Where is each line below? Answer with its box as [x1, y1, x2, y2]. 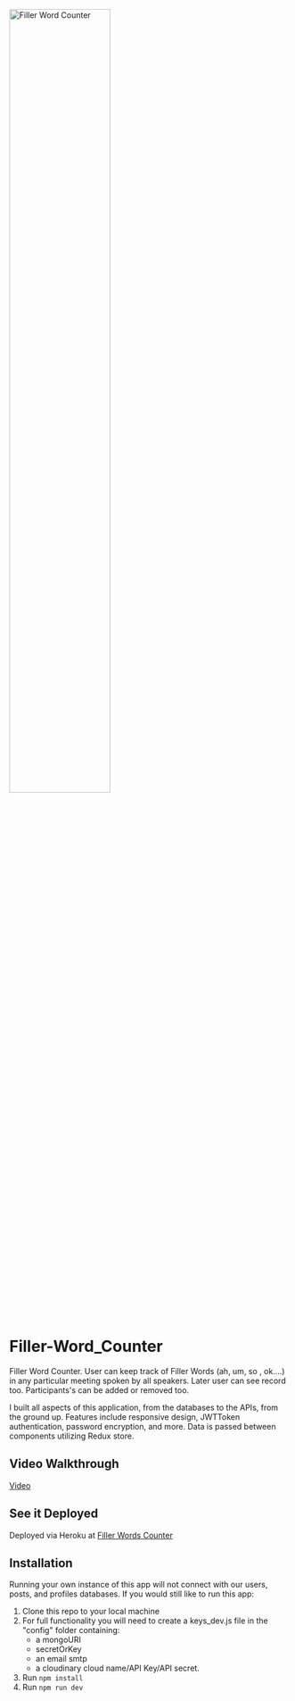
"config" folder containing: [21, 1625, 120, 1636]
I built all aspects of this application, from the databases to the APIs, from [9, 1402, 279, 1413]
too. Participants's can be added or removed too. [9, 1384, 190, 1396]
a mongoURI [35, 1634, 82, 1646]
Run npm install [21, 1672, 84, 1683]
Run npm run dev [21, 1682, 84, 1693]
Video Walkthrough [9, 1456, 119, 1472]
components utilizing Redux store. [9, 1430, 135, 1441]
